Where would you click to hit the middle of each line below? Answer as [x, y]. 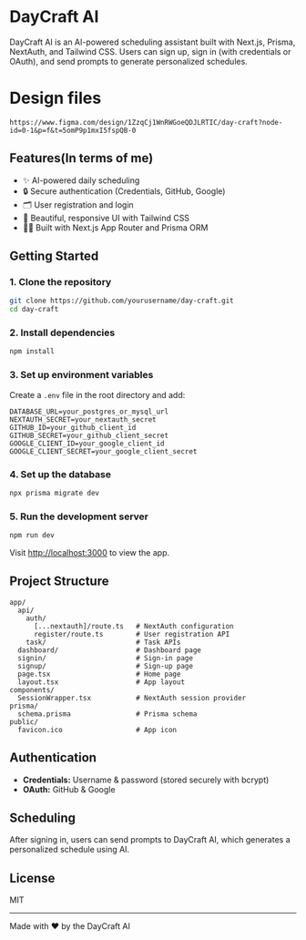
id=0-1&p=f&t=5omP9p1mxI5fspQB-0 [73, 130]
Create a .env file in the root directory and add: [97, 394]
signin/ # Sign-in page [106, 658]
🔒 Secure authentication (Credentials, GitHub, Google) [124, 191]
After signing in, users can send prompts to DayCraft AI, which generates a [150, 840]
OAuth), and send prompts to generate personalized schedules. [128, 61]
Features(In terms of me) [82, 158]
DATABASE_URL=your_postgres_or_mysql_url [89, 412]
